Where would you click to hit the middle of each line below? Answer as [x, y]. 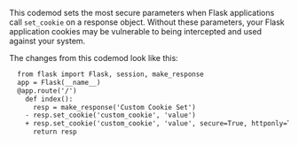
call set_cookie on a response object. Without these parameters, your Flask [147, 22]
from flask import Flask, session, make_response [110, 74]
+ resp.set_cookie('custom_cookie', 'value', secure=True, [137, 124]
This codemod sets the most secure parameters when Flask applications [142, 13]
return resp [55, 132]
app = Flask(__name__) [59, 82]
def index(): [49, 99]
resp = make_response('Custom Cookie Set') [114, 107]
